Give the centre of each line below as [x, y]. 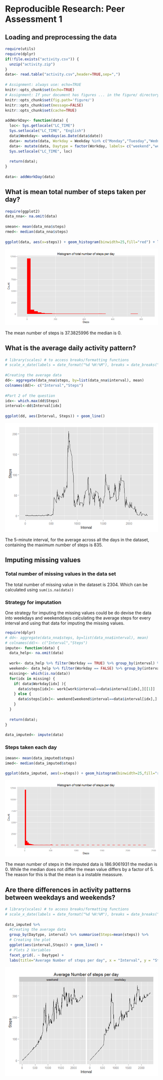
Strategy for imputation [33, 602]
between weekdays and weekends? [60, 897]
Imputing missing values [43, 560]
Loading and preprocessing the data [61, 37]
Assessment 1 [34, 19]
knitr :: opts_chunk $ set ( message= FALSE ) [44, 105]
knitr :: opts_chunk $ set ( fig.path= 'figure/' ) [50, 100]
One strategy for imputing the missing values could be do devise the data [78, 613]
